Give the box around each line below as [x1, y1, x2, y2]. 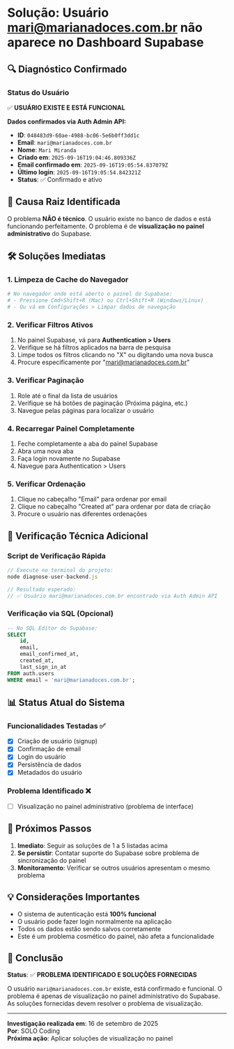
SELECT [7, 631, 26, 638]
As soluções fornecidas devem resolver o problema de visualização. [7, 999, 203, 1008]
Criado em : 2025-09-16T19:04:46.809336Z [17, 153, 136, 161]
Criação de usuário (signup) [17, 737, 98, 746]
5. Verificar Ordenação [7, 479, 86, 489]
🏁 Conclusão [7, 952, 64, 964]
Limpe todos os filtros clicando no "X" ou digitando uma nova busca [17, 351, 214, 359]
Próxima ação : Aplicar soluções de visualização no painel [7, 1034, 173, 1043]
